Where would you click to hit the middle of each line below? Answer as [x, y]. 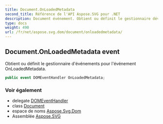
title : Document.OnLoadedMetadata [40, 9]
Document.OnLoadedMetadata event [62, 52]
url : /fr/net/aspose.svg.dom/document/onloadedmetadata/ [64, 32]
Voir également [24, 90]
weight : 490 [17, 28]
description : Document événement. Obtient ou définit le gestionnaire [78, 18]
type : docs [16, 23]
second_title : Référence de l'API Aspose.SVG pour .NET [63, 14]
